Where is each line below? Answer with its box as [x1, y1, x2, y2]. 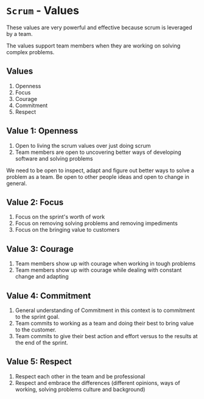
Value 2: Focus [6, 197, 64, 207]
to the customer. [15, 326, 57, 333]
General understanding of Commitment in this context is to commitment [15, 307, 195, 314]
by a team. [6, 30, 33, 37]
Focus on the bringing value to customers [15, 226, 120, 234]
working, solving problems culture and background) [15, 386, 146, 393]
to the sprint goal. [15, 313, 60, 320]
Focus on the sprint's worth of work [15, 213, 105, 221]
